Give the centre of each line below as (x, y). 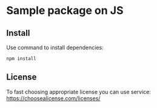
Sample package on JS (65, 11)
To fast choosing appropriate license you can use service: (79, 92)
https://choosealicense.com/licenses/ (53, 98)
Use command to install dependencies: (55, 47)
